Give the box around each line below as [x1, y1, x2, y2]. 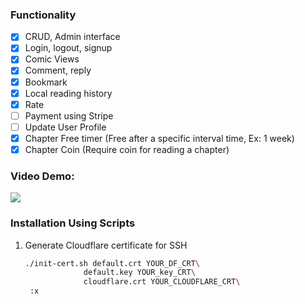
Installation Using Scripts [10, 216, 136, 230]
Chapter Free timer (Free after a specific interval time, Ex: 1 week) [24, 132, 295, 144]
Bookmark [24, 76, 68, 88]
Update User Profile [24, 121, 107, 133]
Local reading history [24, 87, 113, 99]
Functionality [10, 8, 77, 22]
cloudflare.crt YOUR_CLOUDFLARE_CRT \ [83, 277, 241, 287]
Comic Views [24, 53, 80, 65]
